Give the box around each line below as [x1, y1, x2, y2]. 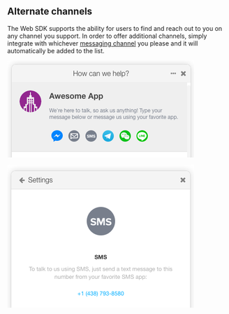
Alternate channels [7, 6, 93, 18]
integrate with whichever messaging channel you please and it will [7, 39, 198, 48]
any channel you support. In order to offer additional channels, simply [7, 32, 207, 40]
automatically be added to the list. [7, 46, 105, 55]
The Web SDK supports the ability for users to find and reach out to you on [7, 24, 223, 32]
